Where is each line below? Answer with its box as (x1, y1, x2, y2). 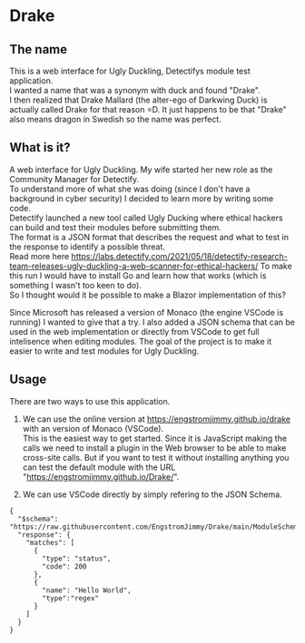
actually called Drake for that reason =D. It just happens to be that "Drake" (9, 104, 288, 114)
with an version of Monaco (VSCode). (22, 423, 164, 434)
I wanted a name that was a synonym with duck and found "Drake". (9, 85, 261, 95)
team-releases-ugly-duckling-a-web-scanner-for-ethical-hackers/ (9, 260, 259, 271)
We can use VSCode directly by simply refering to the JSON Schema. (22, 489, 283, 500)
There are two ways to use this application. (9, 395, 171, 406)
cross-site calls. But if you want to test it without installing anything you (22, 452, 290, 463)
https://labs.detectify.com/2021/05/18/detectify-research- (71, 250, 289, 261)
